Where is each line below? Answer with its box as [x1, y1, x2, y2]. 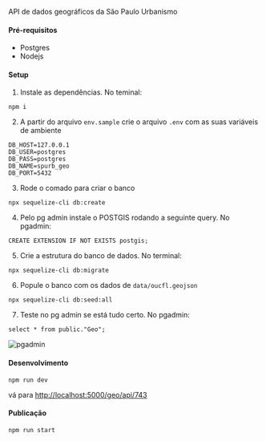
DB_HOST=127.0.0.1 [8, 141, 70, 149]
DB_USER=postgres [8, 148, 66, 156]
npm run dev [8, 376, 48, 384]
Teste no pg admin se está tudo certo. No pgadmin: [19, 310, 190, 320]
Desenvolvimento [8, 358, 69, 367]
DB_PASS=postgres [8, 156, 66, 164]
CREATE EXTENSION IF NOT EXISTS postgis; [8, 237, 149, 245]
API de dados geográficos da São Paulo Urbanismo [8, 7, 178, 16]
